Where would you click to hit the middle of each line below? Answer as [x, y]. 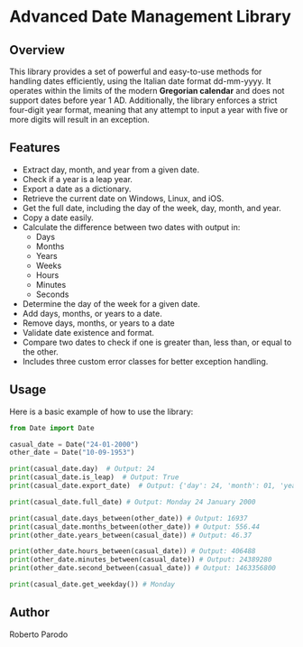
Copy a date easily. [58, 217]
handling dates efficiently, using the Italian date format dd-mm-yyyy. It [140, 81]
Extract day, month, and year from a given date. [111, 170]
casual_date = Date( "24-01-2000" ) [74, 444]
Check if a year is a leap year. [78, 179]
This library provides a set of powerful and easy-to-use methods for [136, 71]
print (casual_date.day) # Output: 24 [82, 469]
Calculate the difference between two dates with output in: [131, 226]
